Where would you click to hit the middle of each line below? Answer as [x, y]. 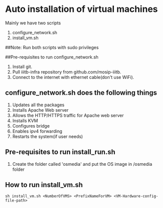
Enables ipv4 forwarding [37, 131]
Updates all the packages [38, 105]
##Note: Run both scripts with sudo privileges [52, 47]
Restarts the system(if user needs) [48, 136]
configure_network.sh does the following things [81, 93]
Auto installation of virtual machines [81, 9]
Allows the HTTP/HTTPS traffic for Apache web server [68, 115]
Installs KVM [25, 121]
